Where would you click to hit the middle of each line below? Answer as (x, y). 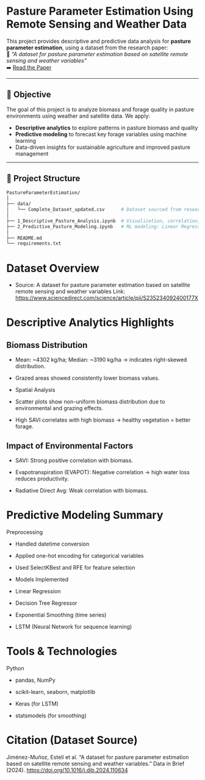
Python (15, 668)
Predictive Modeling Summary (85, 515)
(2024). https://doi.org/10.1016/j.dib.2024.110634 (67, 770)
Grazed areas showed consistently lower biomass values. (87, 378)
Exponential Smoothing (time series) (61, 615)
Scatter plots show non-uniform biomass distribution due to (90, 402)
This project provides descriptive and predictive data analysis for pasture (99, 41)
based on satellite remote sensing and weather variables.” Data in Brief (95, 764)
